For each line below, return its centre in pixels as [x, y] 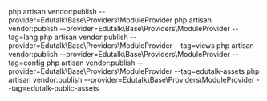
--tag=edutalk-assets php [216, 71]
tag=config [27, 63]
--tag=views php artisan [214, 46]
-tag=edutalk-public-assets [54, 88]
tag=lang [23, 37]
